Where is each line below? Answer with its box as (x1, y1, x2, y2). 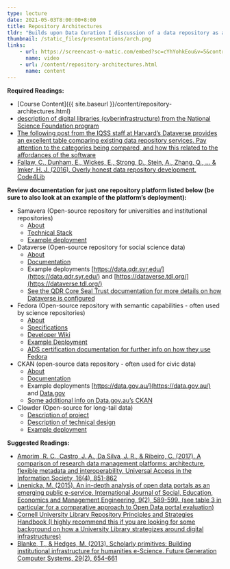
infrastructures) (16, 532, 62, 540)
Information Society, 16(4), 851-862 (16, 474, 118, 482)
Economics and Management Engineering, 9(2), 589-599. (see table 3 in (16, 496, 222, 504)
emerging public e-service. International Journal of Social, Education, (16, 488, 214, 496)
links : (7, 42, 26, 49)
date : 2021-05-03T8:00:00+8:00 (7, 16, 97, 23)
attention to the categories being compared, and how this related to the (16, 143, 218, 152)
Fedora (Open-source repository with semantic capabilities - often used (16, 301, 220, 310)
